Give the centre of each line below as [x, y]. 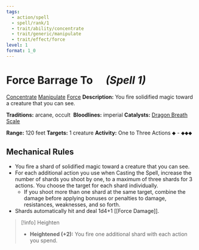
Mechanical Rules [40, 152]
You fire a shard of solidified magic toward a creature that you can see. [102, 166]
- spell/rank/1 [30, 23]
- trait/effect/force [39, 39]
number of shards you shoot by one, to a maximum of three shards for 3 [104, 179]
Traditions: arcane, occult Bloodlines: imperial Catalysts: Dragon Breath [97, 115]
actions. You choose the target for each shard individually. [86, 185]
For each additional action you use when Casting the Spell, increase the [103, 173]
